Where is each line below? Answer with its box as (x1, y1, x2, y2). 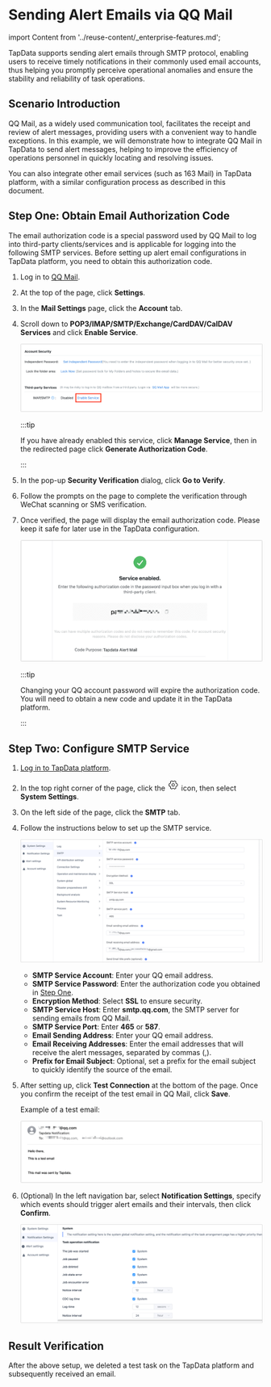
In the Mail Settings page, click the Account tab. (19, 303, 183, 312)
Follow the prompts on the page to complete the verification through (19, 491, 248, 501)
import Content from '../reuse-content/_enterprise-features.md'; (8, 32, 221, 42)
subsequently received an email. (8, 1369, 117, 1379)
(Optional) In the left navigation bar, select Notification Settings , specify (19, 1191, 261, 1201)
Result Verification (8, 1339, 105, 1353)
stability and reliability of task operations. (8, 73, 145, 83)
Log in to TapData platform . (19, 763, 111, 773)
